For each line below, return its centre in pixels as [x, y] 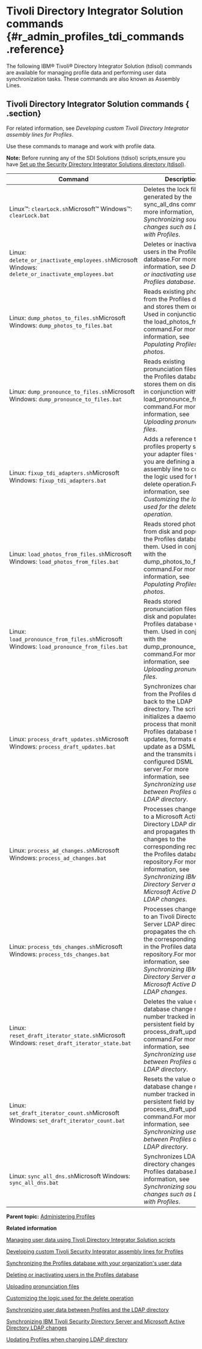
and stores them [167, 306]
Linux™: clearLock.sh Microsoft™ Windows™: [71, 209]
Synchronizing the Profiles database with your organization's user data [94, 1263]
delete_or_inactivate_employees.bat [62, 274]
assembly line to [167, 469]
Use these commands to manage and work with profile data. [81, 146]
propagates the [165, 931]
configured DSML [168, 761]
